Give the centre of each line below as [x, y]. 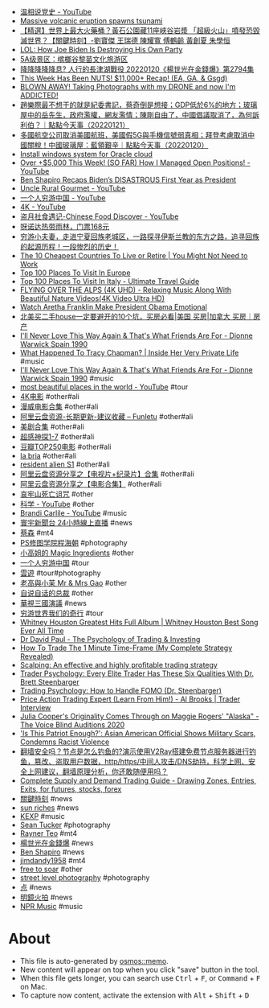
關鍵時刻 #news [46, 798]
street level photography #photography [85, 878]
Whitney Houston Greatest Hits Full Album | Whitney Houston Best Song [139, 622]
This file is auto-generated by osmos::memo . [94, 961]
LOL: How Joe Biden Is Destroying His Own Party [101, 49]
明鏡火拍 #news [46, 897]
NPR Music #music [51, 906]
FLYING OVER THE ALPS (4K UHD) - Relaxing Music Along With [125, 290]
